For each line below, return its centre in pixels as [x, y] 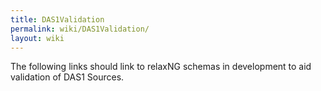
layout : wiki [37, 38]
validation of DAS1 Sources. [67, 77]
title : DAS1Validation [57, 19]
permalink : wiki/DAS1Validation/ [80, 29]
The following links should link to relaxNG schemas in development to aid [161, 67]
